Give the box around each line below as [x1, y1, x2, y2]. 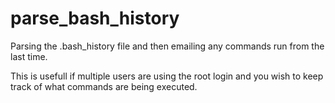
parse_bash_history [10, 7, 180, 30]
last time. [10, 50, 48, 62]
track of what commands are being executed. [10, 80, 198, 92]
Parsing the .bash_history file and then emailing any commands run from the [10, 40, 325, 52]
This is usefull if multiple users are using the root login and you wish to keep [10, 70, 324, 82]
